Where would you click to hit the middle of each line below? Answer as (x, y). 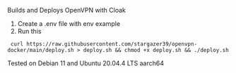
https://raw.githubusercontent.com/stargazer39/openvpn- (112, 44)
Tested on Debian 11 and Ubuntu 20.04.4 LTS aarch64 (86, 63)
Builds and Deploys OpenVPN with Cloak (66, 10)
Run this (29, 31)
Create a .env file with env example (69, 24)
